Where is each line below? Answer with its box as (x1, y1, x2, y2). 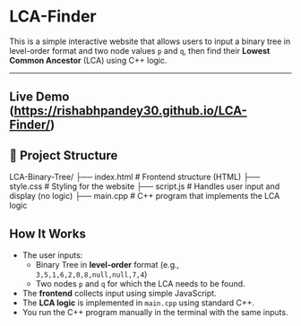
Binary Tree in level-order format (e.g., (35, 259, 180, 270)
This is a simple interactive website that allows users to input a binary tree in (9, 36, 291, 47)
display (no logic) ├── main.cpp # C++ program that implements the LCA (9, 191, 280, 202)
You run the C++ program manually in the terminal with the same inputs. (21, 306, 288, 317)
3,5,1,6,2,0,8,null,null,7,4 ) (35, 269, 148, 279)
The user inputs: (21, 249, 83, 261)
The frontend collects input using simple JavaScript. (21, 287, 217, 298)
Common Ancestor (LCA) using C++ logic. (9, 55, 168, 65)
